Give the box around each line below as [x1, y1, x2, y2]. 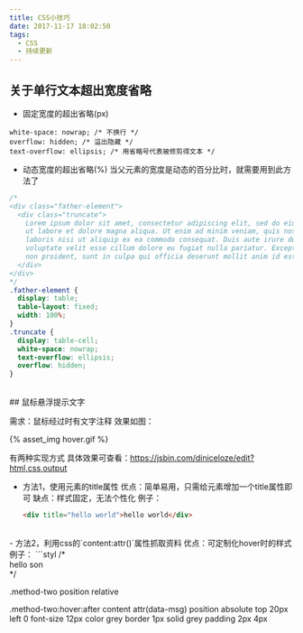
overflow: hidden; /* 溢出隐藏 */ [9, 137, 133, 146]
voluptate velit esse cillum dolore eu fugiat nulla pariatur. [25, 244, 269, 253]
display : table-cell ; [17, 336, 99, 345]
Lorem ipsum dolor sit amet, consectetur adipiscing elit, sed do [25, 219, 280, 228]
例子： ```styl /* [9, 549, 66, 560]
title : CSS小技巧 [9, 13, 70, 23]
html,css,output [9, 462, 68, 474]
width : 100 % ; [17, 311, 67, 321]
